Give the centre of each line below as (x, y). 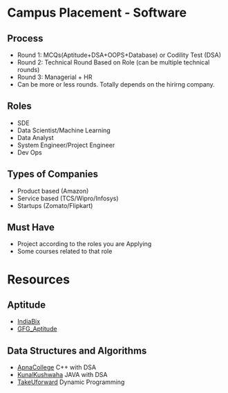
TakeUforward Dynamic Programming (71, 382)
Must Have (31, 228)
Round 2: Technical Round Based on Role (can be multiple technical (113, 62)
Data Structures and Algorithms (77, 350)
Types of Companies (53, 174)
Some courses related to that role (65, 252)
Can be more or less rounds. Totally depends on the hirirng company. (116, 84)
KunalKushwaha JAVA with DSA (62, 375)
